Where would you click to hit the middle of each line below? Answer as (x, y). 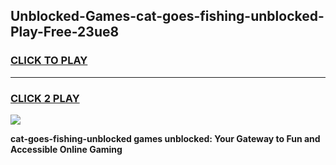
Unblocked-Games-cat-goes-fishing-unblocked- (167, 16)
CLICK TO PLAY (49, 61)
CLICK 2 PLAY (45, 98)
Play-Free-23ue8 (65, 32)
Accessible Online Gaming (66, 149)
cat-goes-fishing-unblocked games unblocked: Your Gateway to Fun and (165, 138)
